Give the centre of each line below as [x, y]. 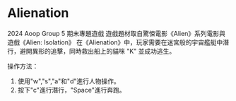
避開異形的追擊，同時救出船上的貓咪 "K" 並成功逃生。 [98, 51]
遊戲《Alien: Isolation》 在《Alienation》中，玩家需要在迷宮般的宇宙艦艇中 [115, 42]
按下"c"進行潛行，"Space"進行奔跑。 [71, 90]
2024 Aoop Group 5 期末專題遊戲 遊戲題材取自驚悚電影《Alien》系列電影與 [117, 33]
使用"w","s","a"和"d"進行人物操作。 [69, 81]
